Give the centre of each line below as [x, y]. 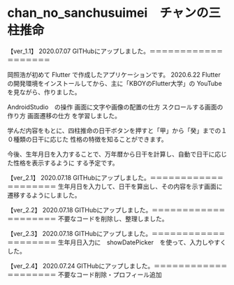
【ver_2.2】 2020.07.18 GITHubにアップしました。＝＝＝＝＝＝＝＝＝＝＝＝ [116, 210]
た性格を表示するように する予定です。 [63, 163]
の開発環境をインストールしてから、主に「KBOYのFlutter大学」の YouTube [115, 83]
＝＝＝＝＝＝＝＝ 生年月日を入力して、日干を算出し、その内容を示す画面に [115, 186]
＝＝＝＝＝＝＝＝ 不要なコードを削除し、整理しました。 [88, 219]
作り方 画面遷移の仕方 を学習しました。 [64, 115]
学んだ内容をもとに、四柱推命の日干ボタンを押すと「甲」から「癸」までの [114, 130]
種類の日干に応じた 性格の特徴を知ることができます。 [90, 139]
